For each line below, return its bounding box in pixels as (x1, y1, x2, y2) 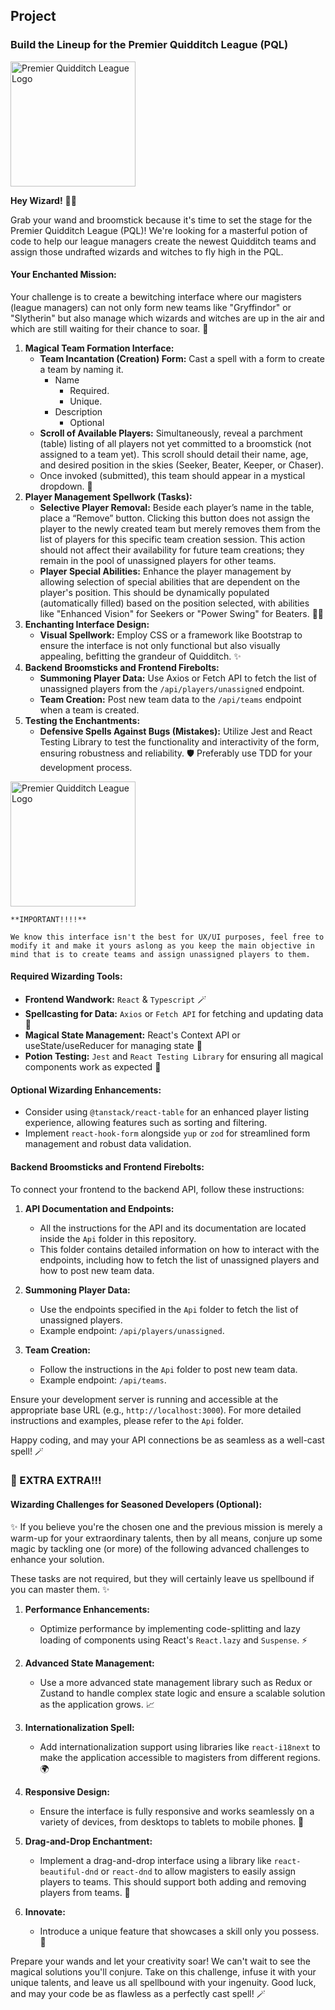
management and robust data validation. (24, 1138, 192, 1150)
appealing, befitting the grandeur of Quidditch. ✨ (39, 650, 242, 662)
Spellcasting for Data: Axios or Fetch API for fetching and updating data (24, 1008, 324, 1020)
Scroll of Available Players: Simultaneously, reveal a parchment (39, 427, 303, 439)
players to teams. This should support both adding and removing (39, 1875, 307, 1888)
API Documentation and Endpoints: (24, 1202, 175, 1214)
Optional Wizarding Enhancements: (10, 1084, 162, 1096)
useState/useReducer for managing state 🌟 (24, 1040, 203, 1052)
